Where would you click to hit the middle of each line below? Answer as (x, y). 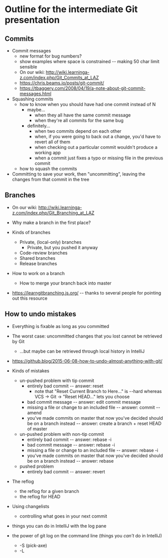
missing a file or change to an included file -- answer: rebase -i (93, 450)
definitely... (39, 126)
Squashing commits (33, 99)
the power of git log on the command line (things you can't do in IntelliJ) (87, 535)
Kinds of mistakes (31, 371)
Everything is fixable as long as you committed (61, 326)
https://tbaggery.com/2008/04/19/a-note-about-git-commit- (82, 88)
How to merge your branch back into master (66, 283)
